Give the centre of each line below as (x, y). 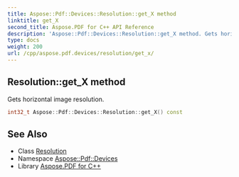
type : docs (23, 40)
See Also (27, 134)
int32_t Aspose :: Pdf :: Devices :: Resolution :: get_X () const (95, 112)
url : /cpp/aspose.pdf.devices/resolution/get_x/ (81, 54)
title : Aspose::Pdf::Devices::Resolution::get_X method (92, 14)
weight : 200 (25, 47)
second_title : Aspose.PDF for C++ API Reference (81, 27)
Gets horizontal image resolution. (56, 99)
